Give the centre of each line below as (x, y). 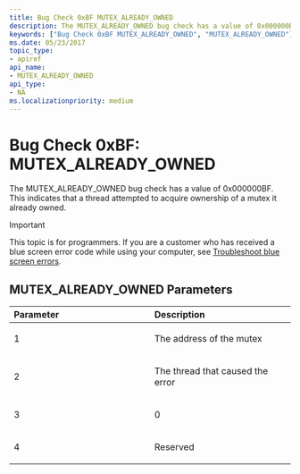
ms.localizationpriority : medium (71, 101)
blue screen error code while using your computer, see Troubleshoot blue (145, 252)
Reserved (175, 447)
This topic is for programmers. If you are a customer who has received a (142, 242)
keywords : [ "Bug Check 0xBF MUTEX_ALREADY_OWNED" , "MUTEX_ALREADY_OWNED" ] (151, 34)
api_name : (28, 68)
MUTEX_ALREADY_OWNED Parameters (121, 289)
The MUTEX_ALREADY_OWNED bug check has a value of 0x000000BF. (142, 189)
